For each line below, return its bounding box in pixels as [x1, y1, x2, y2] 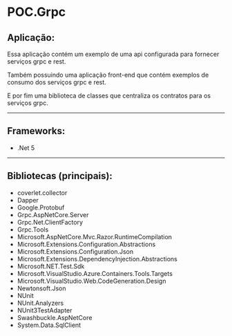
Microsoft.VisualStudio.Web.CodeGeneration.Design [17, 277, 166, 285]
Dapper [17, 196, 39, 204]
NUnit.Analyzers [17, 299, 64, 307]
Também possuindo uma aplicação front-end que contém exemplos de [7, 71, 209, 79]
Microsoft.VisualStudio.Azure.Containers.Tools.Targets [17, 269, 173, 277]
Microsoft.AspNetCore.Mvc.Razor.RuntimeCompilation [17, 232, 173, 241]
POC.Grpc [7, 4, 66, 20]
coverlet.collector [17, 188, 68, 197]
